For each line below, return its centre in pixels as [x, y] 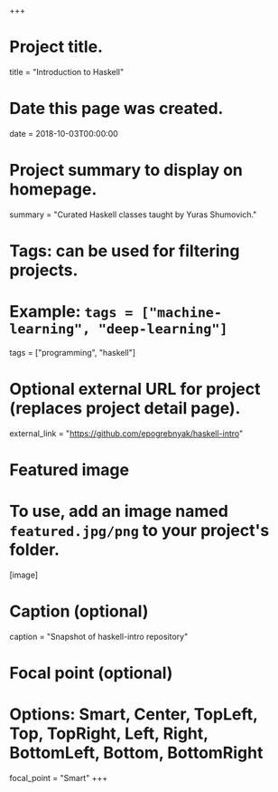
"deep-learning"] [163, 329]
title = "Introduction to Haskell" [67, 72]
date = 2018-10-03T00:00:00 [64, 133]
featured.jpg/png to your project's [139, 531]
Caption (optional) [79, 611]
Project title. [56, 47]
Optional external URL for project [135, 389]
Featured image [69, 470]
